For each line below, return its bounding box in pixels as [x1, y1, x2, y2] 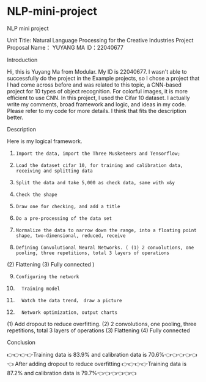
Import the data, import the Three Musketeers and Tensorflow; [15, 150, 181, 157]
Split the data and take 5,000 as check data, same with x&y [15, 179, 175, 185]
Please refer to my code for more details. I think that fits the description [7, 107, 187, 114]
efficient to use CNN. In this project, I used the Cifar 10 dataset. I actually [7, 94, 190, 101]
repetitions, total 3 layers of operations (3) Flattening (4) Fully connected [7, 327, 190, 334]
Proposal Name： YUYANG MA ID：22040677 [7, 44, 124, 51]
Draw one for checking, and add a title [15, 203, 120, 209]
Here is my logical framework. [7, 137, 83, 145]
